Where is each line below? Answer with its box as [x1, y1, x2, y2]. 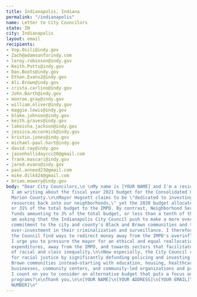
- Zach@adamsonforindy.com [6, 52, 72, 58]
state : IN [6, 25, 30, 31]
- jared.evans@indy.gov [6, 162, 64, 168]
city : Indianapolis [6, 31, 54, 36]
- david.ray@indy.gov [6, 145, 59, 151]
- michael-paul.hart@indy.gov [6, 139, 80, 146]
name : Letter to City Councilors [6, 19, 88, 25]
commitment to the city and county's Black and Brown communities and [11, 222, 188, 228]
